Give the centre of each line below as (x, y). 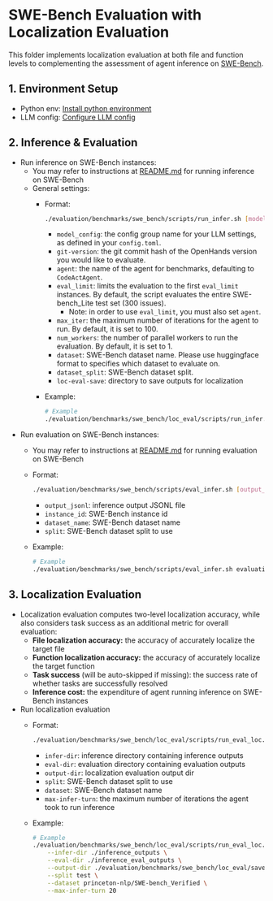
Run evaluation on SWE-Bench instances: (90, 435)
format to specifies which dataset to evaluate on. (139, 364)
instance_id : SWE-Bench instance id (106, 514)
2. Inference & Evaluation (73, 143)
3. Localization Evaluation (75, 595)
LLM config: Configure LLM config (78, 117)
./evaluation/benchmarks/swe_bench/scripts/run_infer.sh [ (147, 219)
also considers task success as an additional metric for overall (124, 622)
